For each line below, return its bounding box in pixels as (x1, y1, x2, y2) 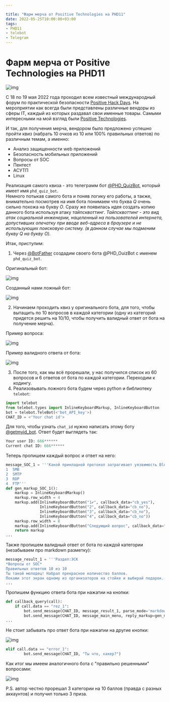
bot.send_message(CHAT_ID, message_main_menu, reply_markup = (24, 613, 155, 618)
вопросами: (6, 666, 32, 672)
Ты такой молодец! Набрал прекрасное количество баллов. (6, 571, 128, 576)
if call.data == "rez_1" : (15, 604, 70, 609)
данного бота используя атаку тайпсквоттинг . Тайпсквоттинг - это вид (6, 209, 159, 215)
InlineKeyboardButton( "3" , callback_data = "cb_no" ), (39, 509, 151, 514)
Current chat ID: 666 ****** (6, 443, 65, 449)
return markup (15, 528, 44, 533)
